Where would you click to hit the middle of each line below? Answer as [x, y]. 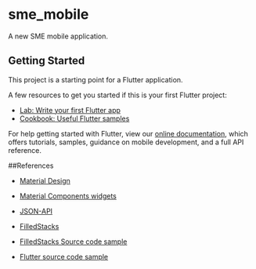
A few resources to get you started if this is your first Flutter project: [117, 95]
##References [31, 165]
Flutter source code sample [64, 256]
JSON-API [36, 211]
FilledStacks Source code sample [73, 242]
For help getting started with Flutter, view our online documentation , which [128, 133]
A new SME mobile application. [58, 36]
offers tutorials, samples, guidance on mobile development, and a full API [126, 142]
